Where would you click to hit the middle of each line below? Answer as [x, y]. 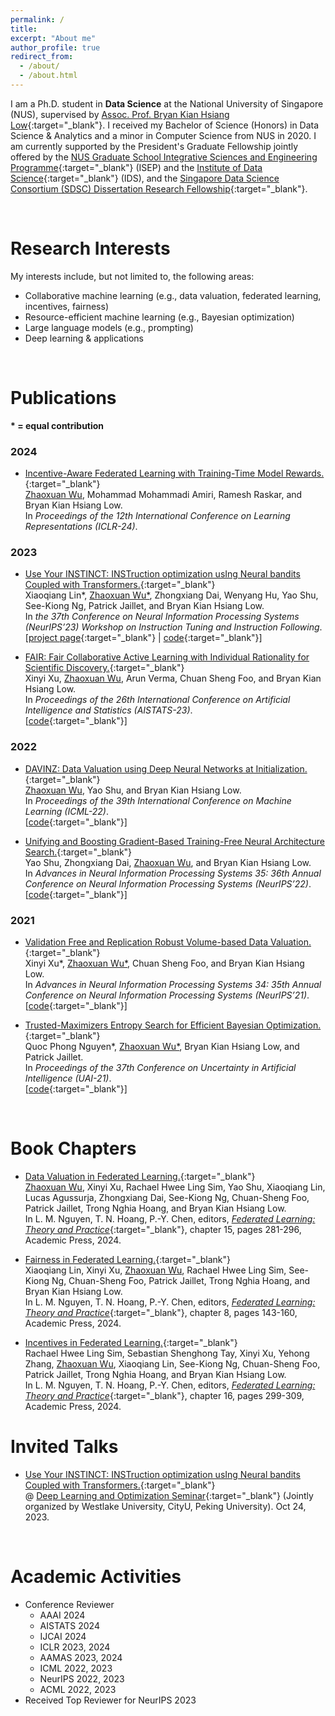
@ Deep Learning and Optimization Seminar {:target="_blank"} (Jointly [169, 1495]
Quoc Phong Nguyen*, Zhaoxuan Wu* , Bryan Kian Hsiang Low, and [162, 1046]
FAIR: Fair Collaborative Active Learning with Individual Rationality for [167, 657]
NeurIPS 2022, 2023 [82, 1678]
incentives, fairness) [67, 306]
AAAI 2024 [62, 1615]
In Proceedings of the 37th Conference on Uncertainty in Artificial [160, 1067]
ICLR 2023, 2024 [75, 1647]
